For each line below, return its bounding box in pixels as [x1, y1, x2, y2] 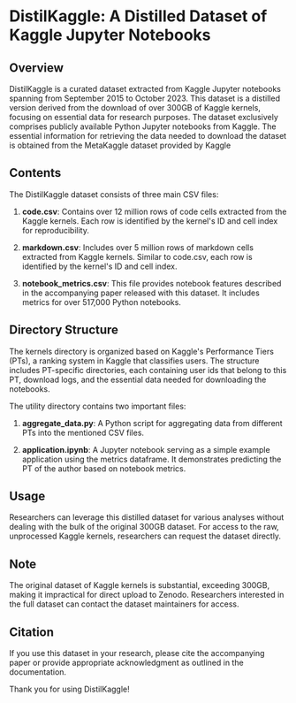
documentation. [9, 667, 67, 677]
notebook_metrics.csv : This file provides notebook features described [21, 278, 282, 288]
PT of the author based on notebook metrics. [21, 462, 186, 474]
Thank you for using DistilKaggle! [9, 684, 130, 695]
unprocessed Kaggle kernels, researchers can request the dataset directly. [9, 531, 281, 541]
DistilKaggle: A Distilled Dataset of [9, 6, 268, 27]
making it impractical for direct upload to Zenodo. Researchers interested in [9, 590, 285, 600]
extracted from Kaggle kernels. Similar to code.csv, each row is [21, 251, 254, 262]
